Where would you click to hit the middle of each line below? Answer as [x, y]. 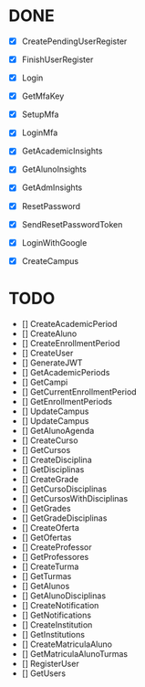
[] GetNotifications [57, 615]
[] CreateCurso [50, 440]
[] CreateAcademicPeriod [69, 323]
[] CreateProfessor [57, 547]
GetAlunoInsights [54, 169]
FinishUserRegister [57, 59]
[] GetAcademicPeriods [66, 372]
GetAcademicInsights [62, 151]
